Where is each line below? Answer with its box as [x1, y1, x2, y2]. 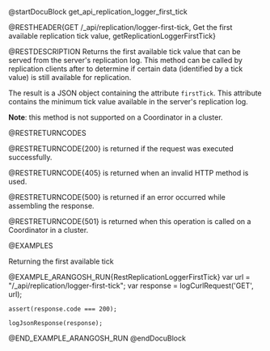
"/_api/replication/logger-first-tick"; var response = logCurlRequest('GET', [8, 281, 255, 290]
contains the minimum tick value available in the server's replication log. [8, 97, 248, 106]
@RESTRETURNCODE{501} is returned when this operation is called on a [8, 217, 251, 226]
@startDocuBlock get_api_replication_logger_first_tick [8, 7, 188, 16]
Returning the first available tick [8, 256, 115, 266]
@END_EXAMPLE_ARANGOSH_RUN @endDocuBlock [8, 333, 186, 343]
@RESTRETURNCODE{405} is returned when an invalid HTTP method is [8, 168, 249, 177]
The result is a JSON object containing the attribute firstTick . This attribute [8, 88, 263, 98]
